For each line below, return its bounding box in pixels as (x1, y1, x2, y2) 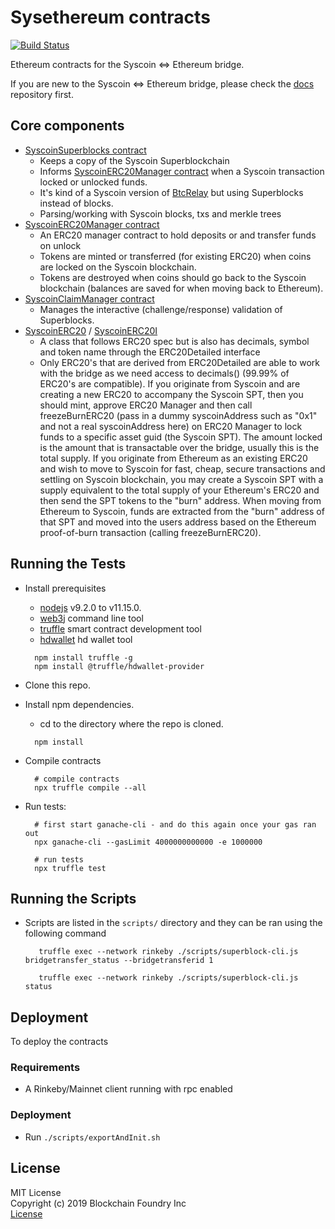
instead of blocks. (39, 197, 114, 209)
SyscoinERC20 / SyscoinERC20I (24, 324, 158, 336)
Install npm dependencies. (24, 698, 135, 710)
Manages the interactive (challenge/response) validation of (39, 303, 283, 315)
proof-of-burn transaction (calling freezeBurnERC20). (39, 526, 262, 538)
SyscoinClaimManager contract (24, 292, 155, 305)
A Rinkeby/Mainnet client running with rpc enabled (24, 1083, 233, 1095)
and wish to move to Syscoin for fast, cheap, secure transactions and (39, 462, 326, 475)
